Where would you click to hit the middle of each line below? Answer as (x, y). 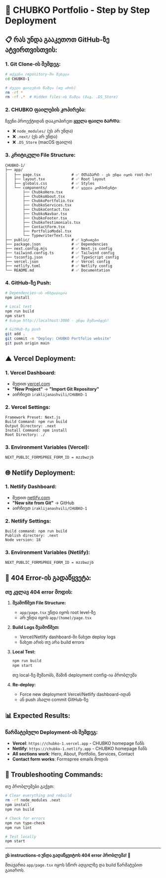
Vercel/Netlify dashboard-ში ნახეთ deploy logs (68, 637)
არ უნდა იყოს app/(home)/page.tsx (56, 618)
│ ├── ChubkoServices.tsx (38, 205)
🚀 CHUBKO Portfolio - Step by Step (78, 10)
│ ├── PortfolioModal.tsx (38, 231)
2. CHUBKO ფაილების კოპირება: (45, 110)
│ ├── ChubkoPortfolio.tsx (40, 201)
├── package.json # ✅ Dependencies (57, 244)
